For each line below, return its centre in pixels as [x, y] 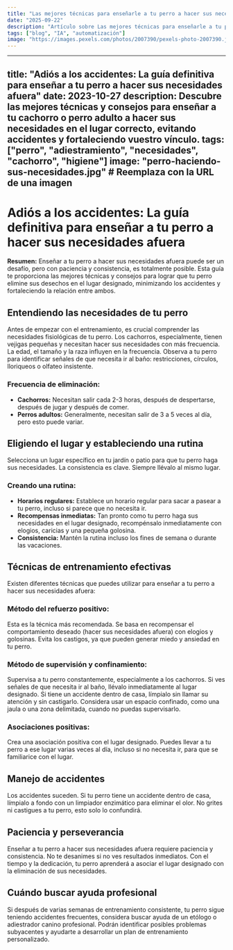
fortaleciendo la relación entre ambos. [61, 291]
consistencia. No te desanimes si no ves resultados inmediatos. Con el [108, 856]
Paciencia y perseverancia [66, 832]
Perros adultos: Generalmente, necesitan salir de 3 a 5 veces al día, [114, 414]
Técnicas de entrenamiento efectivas [89, 567]
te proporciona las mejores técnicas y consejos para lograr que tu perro [110, 276]
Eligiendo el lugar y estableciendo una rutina [105, 443]
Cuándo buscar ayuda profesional [82, 893]
